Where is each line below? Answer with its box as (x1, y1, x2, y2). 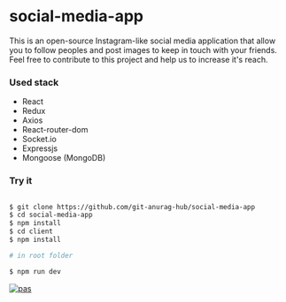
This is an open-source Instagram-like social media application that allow (9, 35, 276, 46)
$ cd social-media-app (9, 210, 93, 220)
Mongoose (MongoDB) (21, 153, 106, 163)
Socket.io (21, 134, 58, 145)
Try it (9, 175, 33, 187)
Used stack (9, 76, 59, 88)
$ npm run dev (9, 267, 62, 276)
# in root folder (9, 251, 73, 260)
